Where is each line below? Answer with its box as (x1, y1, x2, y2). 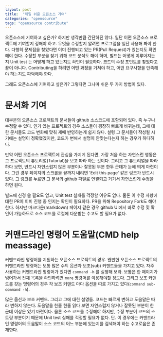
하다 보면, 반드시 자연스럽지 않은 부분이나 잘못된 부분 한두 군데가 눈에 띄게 (5, 164, 145, 170)
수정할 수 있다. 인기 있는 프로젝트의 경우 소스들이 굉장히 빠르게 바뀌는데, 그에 (5, 123, 150, 129)
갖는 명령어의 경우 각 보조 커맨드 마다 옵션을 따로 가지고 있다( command (14, 281, 145, 287)
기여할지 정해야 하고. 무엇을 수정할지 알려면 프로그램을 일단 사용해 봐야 (18, 41, 152, 47)
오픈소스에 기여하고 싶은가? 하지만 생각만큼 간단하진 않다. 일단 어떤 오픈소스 (5, 34, 149, 40)
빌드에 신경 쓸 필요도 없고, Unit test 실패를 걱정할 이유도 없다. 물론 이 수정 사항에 (5, 192, 158, 198)
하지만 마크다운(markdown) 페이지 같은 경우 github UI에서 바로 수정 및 (15, 204, 150, 210)
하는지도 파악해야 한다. (10, 71, 54, 77)
